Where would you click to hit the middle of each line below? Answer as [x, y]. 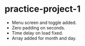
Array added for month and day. [44, 38]
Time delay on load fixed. [37, 33]
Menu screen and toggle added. [44, 23]
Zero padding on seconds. [38, 27]
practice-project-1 [42, 9]
